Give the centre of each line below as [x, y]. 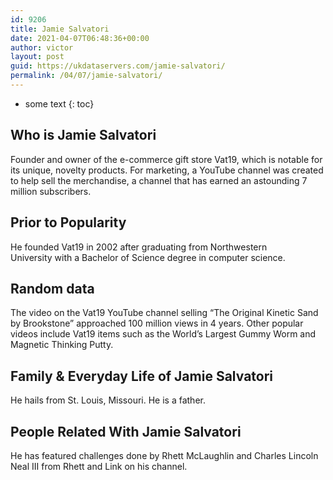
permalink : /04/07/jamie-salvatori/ [86, 76]
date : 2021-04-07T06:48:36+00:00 [80, 38]
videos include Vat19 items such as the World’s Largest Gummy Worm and [163, 334]
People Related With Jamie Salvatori [126, 431]
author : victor [42, 47]
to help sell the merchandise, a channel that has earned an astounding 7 [159, 180]
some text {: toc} [59, 103]
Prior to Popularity [68, 222]
